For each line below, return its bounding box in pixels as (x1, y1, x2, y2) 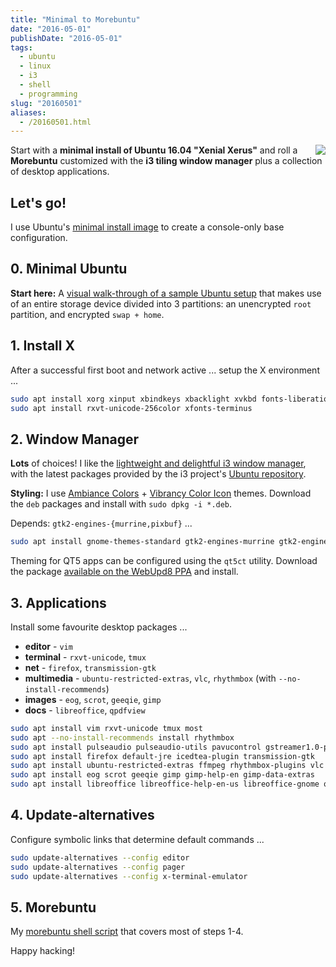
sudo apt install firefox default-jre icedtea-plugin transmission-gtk (10, 751, 315, 761)
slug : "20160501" (10, 98, 83, 108)
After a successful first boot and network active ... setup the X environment (10, 364, 320, 376)
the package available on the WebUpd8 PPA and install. (10, 566, 239, 578)
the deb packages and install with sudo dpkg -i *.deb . (10, 498, 233, 510)
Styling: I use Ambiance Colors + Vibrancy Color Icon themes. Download (10, 487, 312, 500)
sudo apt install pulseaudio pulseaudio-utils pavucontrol (10, 742, 262, 752)
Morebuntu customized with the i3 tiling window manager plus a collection (10, 155, 323, 167)
